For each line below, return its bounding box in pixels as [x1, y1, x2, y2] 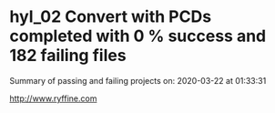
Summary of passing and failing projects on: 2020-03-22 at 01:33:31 [9, 75, 267, 86]
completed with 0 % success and [9, 26, 267, 46]
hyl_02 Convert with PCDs [9, 6, 212, 27]
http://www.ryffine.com [9, 93, 97, 104]
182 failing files [9, 46, 127, 66]
